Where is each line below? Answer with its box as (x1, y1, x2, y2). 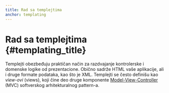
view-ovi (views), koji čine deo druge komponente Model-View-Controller (5, 77, 158, 83)
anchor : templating (5, 12, 46, 17)
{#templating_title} (5, 44, 87, 56)
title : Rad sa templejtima (5, 7, 62, 13)
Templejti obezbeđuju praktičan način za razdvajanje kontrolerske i (5, 61, 144, 67)
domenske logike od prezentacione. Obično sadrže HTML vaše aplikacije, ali (5, 66, 164, 72)
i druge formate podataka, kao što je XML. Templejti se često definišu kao (5, 71, 158, 78)
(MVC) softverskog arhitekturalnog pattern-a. (5, 82, 99, 88)
